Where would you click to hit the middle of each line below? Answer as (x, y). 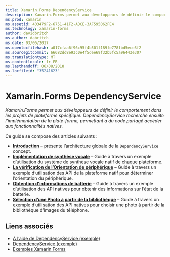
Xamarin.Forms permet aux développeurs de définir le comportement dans (83, 110)
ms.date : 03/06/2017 (27, 43)
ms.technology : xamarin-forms (37, 29)
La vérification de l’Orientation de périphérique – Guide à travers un (84, 167)
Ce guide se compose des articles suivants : (51, 136)
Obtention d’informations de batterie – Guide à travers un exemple (83, 183)
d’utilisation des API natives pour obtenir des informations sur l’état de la (88, 189)
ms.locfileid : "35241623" (32, 71)
